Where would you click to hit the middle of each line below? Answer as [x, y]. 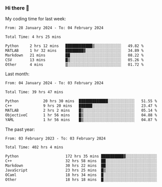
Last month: [17, 74]
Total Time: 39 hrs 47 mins [34, 92]
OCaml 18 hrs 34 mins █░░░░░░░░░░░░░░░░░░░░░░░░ [81, 175]
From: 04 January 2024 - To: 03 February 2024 [54, 83]
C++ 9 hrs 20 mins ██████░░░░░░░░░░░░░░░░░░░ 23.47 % [81, 106]
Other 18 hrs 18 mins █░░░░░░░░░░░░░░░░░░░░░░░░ [81, 180]
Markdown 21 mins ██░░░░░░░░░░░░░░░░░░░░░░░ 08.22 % [74, 55]
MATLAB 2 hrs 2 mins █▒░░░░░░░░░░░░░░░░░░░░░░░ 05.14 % [81, 110]
